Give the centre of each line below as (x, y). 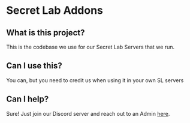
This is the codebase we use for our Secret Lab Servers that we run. (91, 47)
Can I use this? (34, 66)
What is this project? (46, 33)
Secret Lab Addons (55, 10)
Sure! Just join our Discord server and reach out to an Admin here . (88, 113)
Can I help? (28, 99)
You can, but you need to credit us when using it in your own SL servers (95, 80)
